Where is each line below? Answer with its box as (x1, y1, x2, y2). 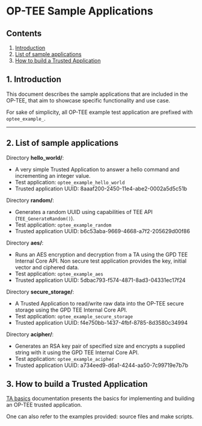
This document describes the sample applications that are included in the (6, 90, 188, 98)
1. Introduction (6, 74, 61, 85)
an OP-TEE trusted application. (6, 401, 82, 409)
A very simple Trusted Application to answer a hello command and (14, 166, 180, 173)
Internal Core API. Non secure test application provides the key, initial (14, 257, 187, 265)
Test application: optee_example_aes (14, 270, 103, 277)
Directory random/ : (6, 196, 54, 204)
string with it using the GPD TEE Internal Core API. (14, 348, 139, 356)
